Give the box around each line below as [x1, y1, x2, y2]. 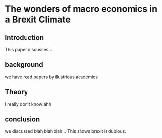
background [5, 60, 43, 69]
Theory [5, 88, 28, 96]
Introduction [5, 33, 44, 42]
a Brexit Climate [5, 14, 71, 25]
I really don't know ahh [5, 101, 52, 107]
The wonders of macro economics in [5, 3, 158, 15]
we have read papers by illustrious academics [5, 74, 98, 80]
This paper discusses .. [5, 47, 53, 52]
